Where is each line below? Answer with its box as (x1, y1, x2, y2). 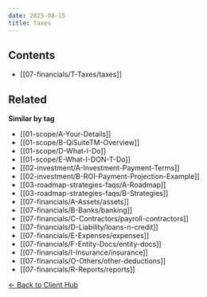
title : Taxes (8, 19, 52, 27)
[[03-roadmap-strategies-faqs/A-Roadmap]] (19, 180, 166, 190)
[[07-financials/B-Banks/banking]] (19, 205, 133, 215)
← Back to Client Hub (8, 280, 78, 290)
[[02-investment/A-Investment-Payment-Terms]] (19, 163, 180, 173)
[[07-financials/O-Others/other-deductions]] (19, 256, 166, 266)
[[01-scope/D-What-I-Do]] (19, 147, 106, 156)
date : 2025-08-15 (8, 11, 66, 20)
